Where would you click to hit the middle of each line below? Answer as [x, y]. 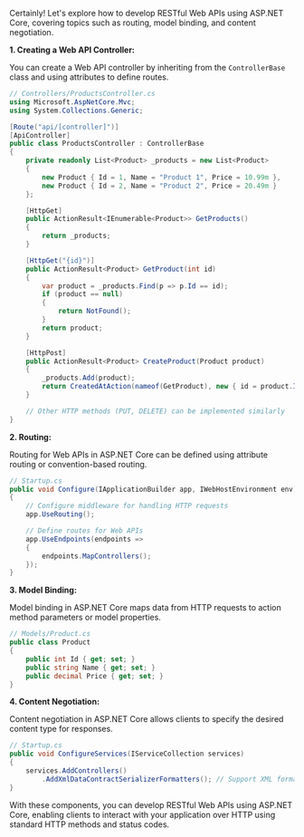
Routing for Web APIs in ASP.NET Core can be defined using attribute [139, 454]
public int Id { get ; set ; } [81, 659]
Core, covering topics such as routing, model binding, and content [133, 23]
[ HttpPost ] [46, 352]
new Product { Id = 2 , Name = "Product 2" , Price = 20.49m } [160, 186]
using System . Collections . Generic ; [76, 111]
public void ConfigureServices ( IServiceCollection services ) [127, 754]
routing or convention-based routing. [78, 464]
